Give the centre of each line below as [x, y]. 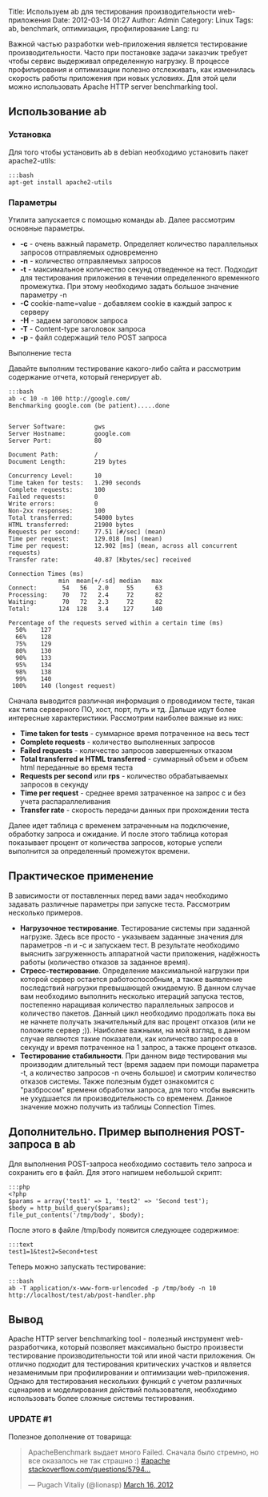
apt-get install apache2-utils [60, 182]
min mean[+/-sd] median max [110, 581]
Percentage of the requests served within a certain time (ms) [116, 623]
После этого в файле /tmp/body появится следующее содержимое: [124, 1229]
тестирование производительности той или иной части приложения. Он [132, 1356]
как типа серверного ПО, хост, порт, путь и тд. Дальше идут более [122, 709]
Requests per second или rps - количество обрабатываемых [124, 775]
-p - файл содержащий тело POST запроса [93, 337]
